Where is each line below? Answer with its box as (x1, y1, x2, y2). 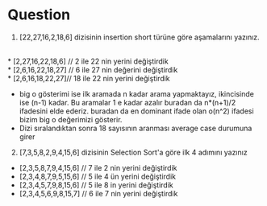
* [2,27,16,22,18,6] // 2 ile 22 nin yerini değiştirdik (7, 56, 169, 66)
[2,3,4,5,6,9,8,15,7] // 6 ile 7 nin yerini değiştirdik (19, 188, 178, 198)
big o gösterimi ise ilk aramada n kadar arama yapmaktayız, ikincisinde (19, 89, 255, 98)
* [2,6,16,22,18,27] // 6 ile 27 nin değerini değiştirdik (7, 64, 178, 74)
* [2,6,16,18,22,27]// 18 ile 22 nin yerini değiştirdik (7, 73, 170, 83)
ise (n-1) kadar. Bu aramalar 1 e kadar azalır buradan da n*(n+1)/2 (19, 97, 236, 107)
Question (7, 6, 70, 24)
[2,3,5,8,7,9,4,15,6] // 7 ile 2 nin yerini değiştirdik (19, 163, 178, 172)
